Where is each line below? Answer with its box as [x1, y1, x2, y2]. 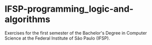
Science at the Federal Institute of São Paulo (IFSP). [4, 35, 110, 41]
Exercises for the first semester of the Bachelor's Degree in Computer [4, 30, 147, 36]
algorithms [4, 14, 51, 25]
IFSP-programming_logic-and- [4, 3, 134, 15]
